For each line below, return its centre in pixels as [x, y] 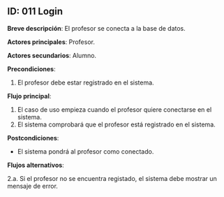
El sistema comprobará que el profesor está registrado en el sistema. [117, 124]
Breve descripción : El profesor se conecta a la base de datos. [97, 28]
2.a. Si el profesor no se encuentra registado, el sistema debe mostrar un [112, 178]
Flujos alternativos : [36, 165]
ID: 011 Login [35, 12]
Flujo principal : [29, 96]
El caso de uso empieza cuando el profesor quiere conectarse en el [114, 109]
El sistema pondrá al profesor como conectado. [85, 151]
